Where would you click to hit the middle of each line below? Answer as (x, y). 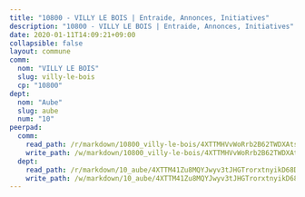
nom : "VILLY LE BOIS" (59, 69)
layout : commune (40, 52)
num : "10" (36, 119)
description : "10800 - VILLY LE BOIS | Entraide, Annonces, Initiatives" (152, 26)
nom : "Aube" (40, 102)
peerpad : (26, 128)
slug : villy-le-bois (56, 77)
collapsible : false (46, 43)
